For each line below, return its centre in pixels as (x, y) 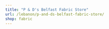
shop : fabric (19, 19)
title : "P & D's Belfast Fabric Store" (47, 10)
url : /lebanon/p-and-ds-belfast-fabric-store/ (55, 14)
